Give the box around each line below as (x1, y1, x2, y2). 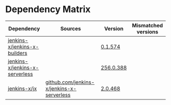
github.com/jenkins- (45, 79, 95, 86)
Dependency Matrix (5, 4, 91, 15)
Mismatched (132, 22, 163, 29)
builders (8, 49, 27, 56)
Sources (60, 25, 81, 32)
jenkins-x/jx (8, 85, 37, 92)
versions (136, 28, 159, 35)
